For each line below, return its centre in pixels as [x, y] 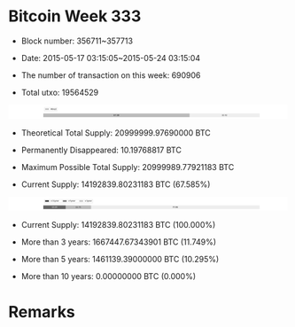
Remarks [42, 312]
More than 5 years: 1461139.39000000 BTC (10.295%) [120, 260]
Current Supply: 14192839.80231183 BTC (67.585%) [116, 184]
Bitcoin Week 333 [75, 16]
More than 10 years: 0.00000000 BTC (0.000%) [109, 276]
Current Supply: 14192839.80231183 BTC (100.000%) [118, 225]
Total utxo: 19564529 [60, 92]
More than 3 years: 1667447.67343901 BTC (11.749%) [119, 242]
